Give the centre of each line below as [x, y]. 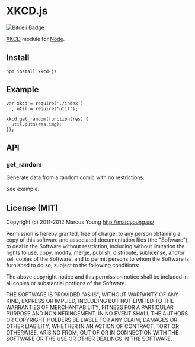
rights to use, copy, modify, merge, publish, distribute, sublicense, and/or [95, 253]
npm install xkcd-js [32, 71]
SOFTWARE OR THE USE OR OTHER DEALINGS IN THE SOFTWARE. [89, 339]
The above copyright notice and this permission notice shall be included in [97, 277]
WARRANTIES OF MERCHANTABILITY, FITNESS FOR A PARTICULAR [90, 307]
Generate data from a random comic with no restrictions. [76, 177]
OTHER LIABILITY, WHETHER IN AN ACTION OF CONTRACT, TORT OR [92, 326]
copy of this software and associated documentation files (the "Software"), [98, 240]
